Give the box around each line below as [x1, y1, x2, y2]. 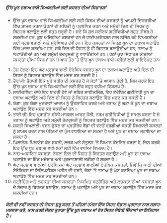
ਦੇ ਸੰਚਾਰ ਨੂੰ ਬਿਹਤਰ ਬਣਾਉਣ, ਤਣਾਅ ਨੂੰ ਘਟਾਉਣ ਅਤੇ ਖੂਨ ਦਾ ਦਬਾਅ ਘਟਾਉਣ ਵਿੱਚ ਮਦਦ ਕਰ [12, 184, 162, 190]
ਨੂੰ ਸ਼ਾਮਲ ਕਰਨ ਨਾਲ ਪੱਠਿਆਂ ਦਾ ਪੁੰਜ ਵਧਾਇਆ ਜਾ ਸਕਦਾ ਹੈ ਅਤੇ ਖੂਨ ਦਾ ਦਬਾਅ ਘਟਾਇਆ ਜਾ [12, 128, 161, 134]
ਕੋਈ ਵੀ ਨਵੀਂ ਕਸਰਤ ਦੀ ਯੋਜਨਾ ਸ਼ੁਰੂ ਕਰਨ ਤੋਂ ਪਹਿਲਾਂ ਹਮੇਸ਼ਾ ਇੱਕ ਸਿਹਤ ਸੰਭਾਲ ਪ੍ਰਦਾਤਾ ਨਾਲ [5, 201, 149, 207]
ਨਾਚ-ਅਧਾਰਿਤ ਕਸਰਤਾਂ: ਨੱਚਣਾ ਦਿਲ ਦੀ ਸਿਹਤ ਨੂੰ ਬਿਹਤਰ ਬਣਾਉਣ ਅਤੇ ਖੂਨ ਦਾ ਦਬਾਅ [12, 150, 151, 156]
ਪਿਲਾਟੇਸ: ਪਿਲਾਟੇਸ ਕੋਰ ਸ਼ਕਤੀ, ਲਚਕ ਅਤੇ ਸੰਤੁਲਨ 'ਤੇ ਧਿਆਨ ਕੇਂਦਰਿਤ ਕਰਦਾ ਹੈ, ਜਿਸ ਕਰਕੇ [12, 139, 161, 145]
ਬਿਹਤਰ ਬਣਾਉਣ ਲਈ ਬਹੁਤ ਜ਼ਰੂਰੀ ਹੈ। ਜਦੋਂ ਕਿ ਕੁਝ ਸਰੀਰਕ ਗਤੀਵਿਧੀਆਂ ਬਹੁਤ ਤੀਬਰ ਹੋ [12, 28, 154, 34]
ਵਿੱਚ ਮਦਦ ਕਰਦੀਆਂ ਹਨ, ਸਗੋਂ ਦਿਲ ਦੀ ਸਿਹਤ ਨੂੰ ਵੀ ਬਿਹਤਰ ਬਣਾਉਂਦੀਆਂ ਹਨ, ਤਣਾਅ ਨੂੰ [12, 45, 153, 51]
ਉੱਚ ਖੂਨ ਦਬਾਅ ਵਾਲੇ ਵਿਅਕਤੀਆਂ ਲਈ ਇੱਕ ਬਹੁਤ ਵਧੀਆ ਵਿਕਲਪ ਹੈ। [12, 83, 127, 89]
